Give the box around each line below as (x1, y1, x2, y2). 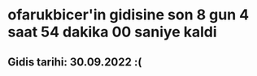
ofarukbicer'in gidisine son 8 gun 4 (7, 6, 250, 24)
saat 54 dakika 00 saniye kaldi (7, 23, 217, 41)
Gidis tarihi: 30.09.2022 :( (7, 55, 142, 69)
